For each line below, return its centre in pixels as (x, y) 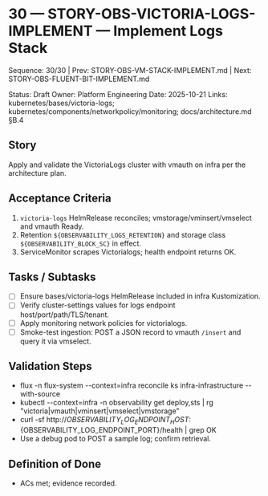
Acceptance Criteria (60, 199)
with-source (40, 394)
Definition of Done (55, 463)
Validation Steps (50, 366)
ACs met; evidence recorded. (68, 483)
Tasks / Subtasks (52, 276)
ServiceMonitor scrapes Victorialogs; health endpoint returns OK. (128, 252)
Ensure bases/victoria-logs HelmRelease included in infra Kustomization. (140, 296)
